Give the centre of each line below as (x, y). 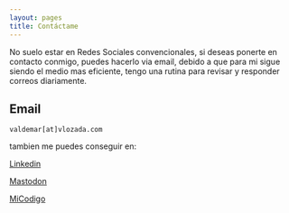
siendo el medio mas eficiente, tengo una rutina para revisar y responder (144, 71)
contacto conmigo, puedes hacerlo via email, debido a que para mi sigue (145, 61)
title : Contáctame (44, 26)
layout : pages (36, 18)
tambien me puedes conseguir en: (73, 146)
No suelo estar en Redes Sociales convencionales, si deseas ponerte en (144, 51)
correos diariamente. (48, 80)
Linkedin (25, 164)
